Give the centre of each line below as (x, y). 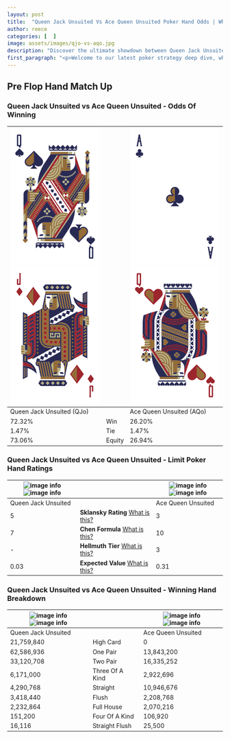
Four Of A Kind (113, 716)
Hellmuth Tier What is (111, 546)
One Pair (104, 652)
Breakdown (26, 599)
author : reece (27, 29)
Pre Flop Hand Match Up (60, 87)
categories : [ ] (32, 36)
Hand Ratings (30, 468)
